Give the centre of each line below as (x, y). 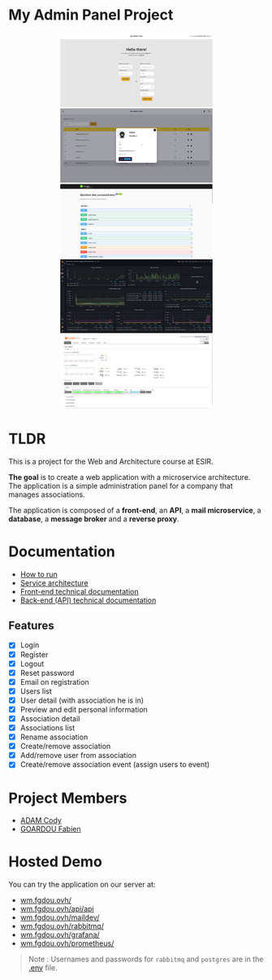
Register (34, 654)
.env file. (43, 968)
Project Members (68, 798)
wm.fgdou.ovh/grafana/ (60, 935)
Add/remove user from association (78, 756)
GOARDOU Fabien (50, 829)
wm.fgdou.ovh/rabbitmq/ (62, 926)
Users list (36, 691)
